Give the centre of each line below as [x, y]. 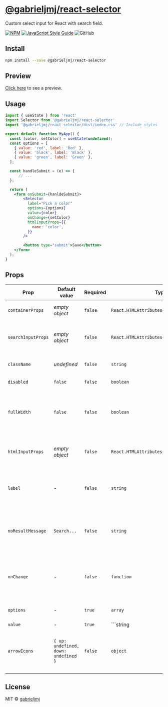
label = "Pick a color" [50, 204]
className [19, 364]
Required [95, 292]
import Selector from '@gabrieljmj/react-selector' [60, 120]
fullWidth [19, 412]
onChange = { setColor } [49, 217]
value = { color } [42, 213]
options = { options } [46, 208]
